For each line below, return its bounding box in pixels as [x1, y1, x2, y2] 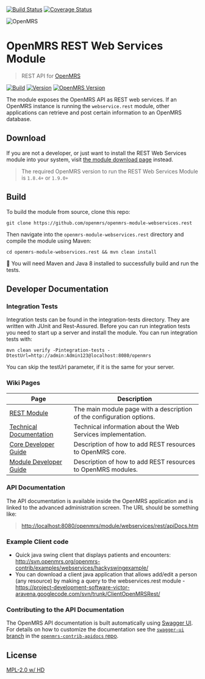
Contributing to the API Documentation [6, 606, 124, 614]
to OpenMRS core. [73, 447, 126, 456]
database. [6, 115, 32, 122]
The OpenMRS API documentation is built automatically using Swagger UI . [6, 619, 193, 626]
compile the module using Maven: [6, 237, 92, 244]
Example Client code [6, 537, 69, 546]
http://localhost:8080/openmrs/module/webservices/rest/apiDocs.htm [21, 522, 199, 529]
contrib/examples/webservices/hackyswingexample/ [15, 564, 149, 571]
